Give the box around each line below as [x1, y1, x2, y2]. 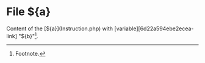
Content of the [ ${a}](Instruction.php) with [6, 25, 113, 32]
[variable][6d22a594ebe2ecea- [114, 25, 194, 32]
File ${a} [6, 5, 51, 19]
